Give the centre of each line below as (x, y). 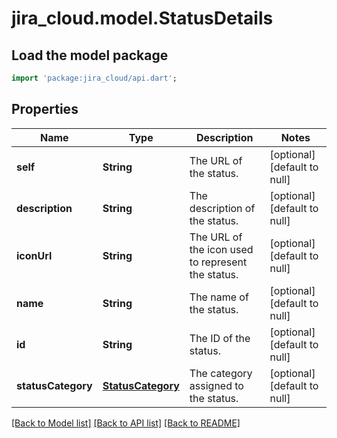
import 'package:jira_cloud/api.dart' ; (94, 78)
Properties (45, 109)
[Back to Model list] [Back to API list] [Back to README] (126, 423)
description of (222, 208)
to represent (218, 262)
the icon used (221, 249)
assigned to (216, 385)
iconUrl (34, 255)
